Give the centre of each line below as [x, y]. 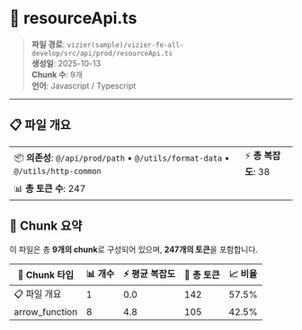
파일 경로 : [48, 44]
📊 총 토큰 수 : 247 [50, 188]
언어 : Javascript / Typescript [84, 85]
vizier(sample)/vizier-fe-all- [125, 45]
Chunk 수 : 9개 [57, 74]
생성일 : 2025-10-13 [66, 63]
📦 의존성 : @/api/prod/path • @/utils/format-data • [122, 158]
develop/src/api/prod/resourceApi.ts [102, 53]
